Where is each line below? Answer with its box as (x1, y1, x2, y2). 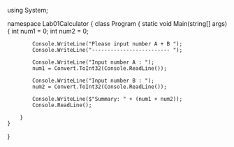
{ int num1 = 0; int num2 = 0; (7, 27, 89, 35)
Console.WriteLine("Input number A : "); (32, 59, 155, 66)
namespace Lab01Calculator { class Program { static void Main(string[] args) (7, 20, 228, 27)
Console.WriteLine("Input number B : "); (32, 77, 155, 84)
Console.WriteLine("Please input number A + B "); (32, 41, 183, 48)
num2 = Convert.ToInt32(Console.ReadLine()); (32, 83, 168, 90)
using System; (7, 6, 49, 14)
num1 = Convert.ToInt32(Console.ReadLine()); (32, 65, 168, 72)
